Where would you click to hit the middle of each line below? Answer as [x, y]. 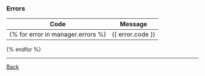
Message [134, 24]
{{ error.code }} [134, 35]
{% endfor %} [24, 49]
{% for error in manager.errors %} [58, 35]
